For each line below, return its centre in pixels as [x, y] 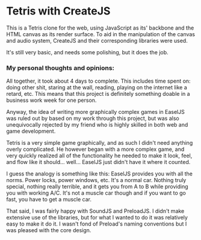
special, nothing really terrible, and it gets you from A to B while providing [97, 187]
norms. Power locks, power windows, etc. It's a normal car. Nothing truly [96, 180]
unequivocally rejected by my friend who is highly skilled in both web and [97, 125]
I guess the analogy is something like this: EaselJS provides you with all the [100, 174]
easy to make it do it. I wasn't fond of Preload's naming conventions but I [97, 224]
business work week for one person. [51, 100]
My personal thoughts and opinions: [60, 68]
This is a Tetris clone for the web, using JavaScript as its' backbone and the [100, 28]
